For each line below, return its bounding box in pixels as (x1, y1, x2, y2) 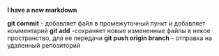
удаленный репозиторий (7, 41, 81, 49)
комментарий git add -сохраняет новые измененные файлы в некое (7, 27, 211, 35)
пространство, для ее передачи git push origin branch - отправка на (7, 34, 213, 42)
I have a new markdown (7, 6, 77, 14)
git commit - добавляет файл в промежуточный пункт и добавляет (7, 19, 206, 27)
